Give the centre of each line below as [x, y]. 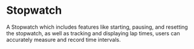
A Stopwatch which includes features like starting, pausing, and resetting [97, 27]
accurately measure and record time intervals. [63, 39]
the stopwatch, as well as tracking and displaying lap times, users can [93, 33]
